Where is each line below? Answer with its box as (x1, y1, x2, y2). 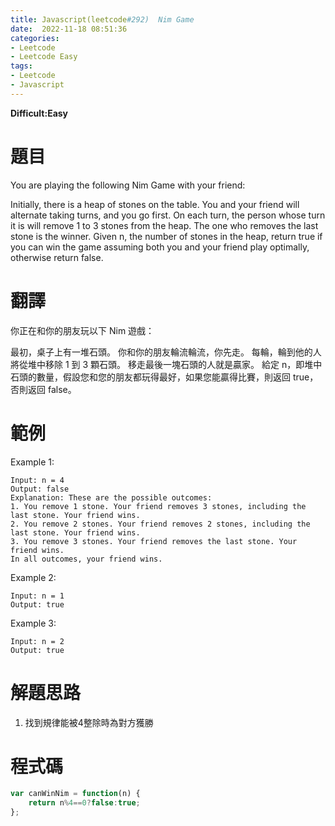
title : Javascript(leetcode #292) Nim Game (10, 14, 195, 25)
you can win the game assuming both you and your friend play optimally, (10, 241, 310, 253)
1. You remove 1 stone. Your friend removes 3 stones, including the (10, 501, 307, 511)
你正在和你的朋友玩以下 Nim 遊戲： (10, 324, 155, 336)
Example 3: (10, 617, 57, 629)
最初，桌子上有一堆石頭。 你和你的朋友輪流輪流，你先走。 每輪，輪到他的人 (10, 346, 322, 358)
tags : (10, 61, 33, 71)
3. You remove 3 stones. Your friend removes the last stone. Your (10, 536, 298, 546)
